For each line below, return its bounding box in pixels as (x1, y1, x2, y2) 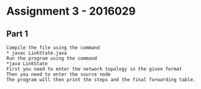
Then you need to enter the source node (6, 71, 112, 77)
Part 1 (6, 29, 29, 39)
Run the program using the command (6, 55, 97, 62)
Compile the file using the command (6, 44, 100, 51)
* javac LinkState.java (6, 50, 67, 56)
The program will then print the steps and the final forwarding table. (6, 77, 196, 83)
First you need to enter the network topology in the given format (6, 66, 183, 72)
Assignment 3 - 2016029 (6, 4, 136, 18)
